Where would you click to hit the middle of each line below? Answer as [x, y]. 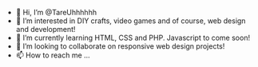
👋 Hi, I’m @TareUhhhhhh [56, 12]
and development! [46, 29]
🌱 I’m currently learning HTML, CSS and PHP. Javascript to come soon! [133, 37]
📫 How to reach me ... [53, 55]
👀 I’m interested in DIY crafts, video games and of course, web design [131, 21]
